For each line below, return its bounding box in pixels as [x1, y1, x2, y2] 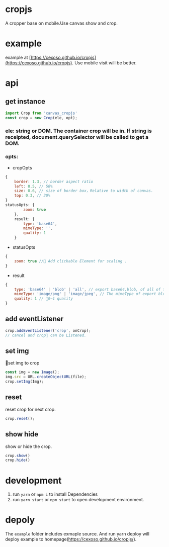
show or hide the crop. [5, 443, 52, 449]
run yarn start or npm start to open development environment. [12, 497, 144, 503]
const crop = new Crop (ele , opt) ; [5, 115, 78, 120]
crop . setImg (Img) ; [5, 379, 44, 384]
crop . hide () [5, 458, 30, 463]
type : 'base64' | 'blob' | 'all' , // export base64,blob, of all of [14, 287, 161, 292]
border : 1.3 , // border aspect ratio [14, 179, 94, 184]
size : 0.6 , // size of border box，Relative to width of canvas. [14, 189, 153, 194]
